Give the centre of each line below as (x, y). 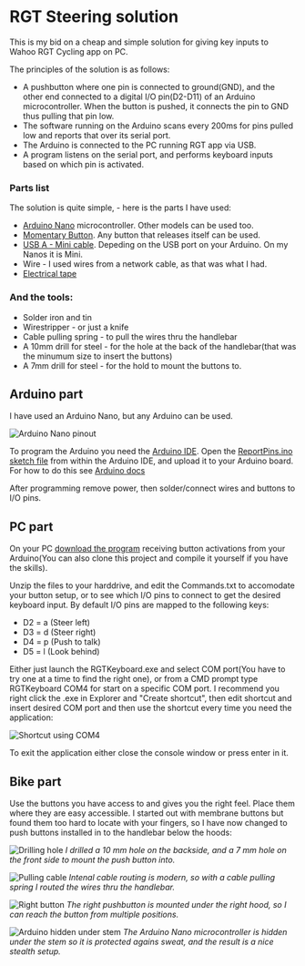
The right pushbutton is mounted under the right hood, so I (177, 904)
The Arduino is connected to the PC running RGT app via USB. (139, 145)
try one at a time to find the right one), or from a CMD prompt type (134, 679)
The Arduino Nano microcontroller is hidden (205, 931)
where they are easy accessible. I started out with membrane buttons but (147, 813)
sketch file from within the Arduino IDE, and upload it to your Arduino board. (152, 461)
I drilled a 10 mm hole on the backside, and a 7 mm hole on (176, 849)
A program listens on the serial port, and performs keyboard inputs (147, 154)
